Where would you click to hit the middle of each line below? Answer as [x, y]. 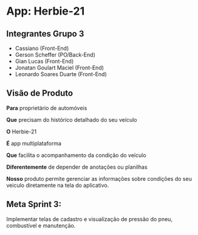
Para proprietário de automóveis [47, 108]
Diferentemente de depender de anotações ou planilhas [77, 167]
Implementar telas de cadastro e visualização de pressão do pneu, [90, 219]
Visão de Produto [40, 93]
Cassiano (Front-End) [42, 48]
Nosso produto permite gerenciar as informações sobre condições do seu [99, 178]
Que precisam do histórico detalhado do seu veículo [72, 119]
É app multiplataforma [34, 143]
